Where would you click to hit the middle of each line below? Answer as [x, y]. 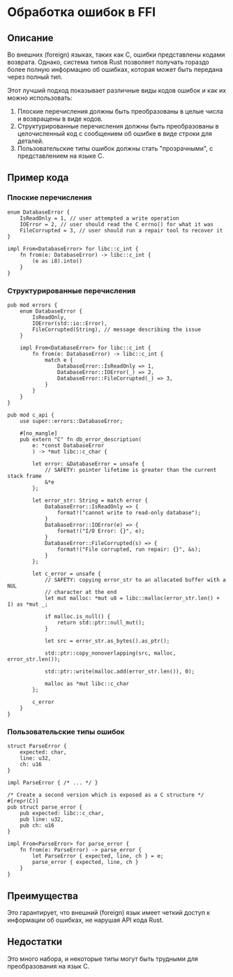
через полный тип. [35, 77]
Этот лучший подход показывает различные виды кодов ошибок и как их [117, 90]
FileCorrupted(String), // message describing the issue [116, 329]
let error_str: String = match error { [90, 500]
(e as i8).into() [57, 261]
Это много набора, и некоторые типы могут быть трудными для [103, 959]
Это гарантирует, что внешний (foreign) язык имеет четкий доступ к [109, 913]
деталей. [30, 141]
